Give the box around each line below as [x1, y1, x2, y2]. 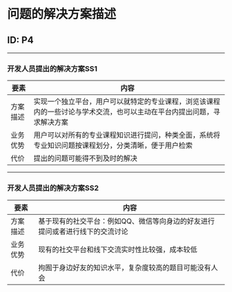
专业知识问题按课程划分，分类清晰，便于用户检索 [33, 140, 193, 150]
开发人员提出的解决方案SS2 [7, 183, 99, 193]
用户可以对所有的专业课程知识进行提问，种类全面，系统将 [33, 130, 221, 140]
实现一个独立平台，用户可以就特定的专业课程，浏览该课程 [33, 97, 221, 107]
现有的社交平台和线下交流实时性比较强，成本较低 [37, 244, 197, 254]
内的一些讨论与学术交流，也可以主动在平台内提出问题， [33, 107, 214, 117]
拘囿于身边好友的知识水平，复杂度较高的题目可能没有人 [37, 262, 218, 272]
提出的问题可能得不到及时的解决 [33, 154, 138, 163]
